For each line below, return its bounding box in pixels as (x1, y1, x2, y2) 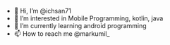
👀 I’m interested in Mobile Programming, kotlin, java (13, 14, 164, 22)
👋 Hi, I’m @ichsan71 (13, 7, 72, 15)
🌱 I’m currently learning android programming (13, 22, 147, 30)
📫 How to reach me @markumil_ (13, 30, 110, 38)
